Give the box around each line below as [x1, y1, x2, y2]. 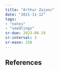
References [5, 58, 42, 67]
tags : [5, 16, 16, 21]
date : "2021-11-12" [5, 12, 46, 17]
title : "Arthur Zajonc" [5, 7, 55, 12]
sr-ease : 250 [5, 40, 32, 45]
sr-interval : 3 [5, 35, 37, 40]
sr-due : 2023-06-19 [5, 30, 46, 35]
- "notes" [5, 21, 26, 26]
